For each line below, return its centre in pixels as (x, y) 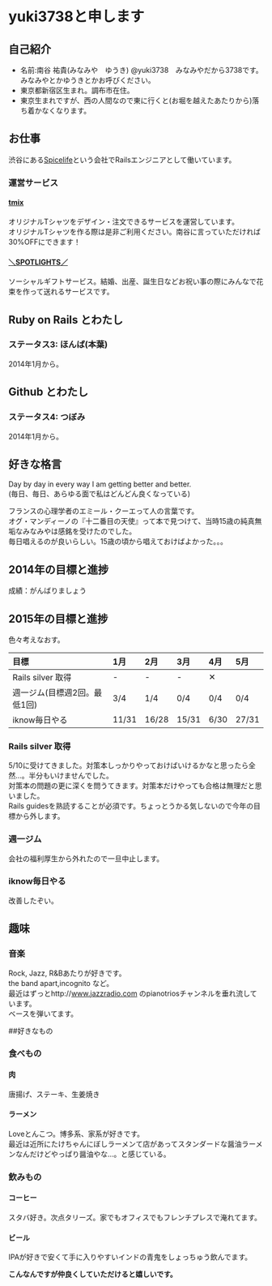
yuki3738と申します (76, 17)
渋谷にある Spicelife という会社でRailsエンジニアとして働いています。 (122, 160)
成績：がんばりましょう (47, 591)
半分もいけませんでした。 (71, 776)
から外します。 (40, 817)
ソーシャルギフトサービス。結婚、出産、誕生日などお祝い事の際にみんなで (132, 281)
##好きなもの (31, 1031)
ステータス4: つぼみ (47, 417)
